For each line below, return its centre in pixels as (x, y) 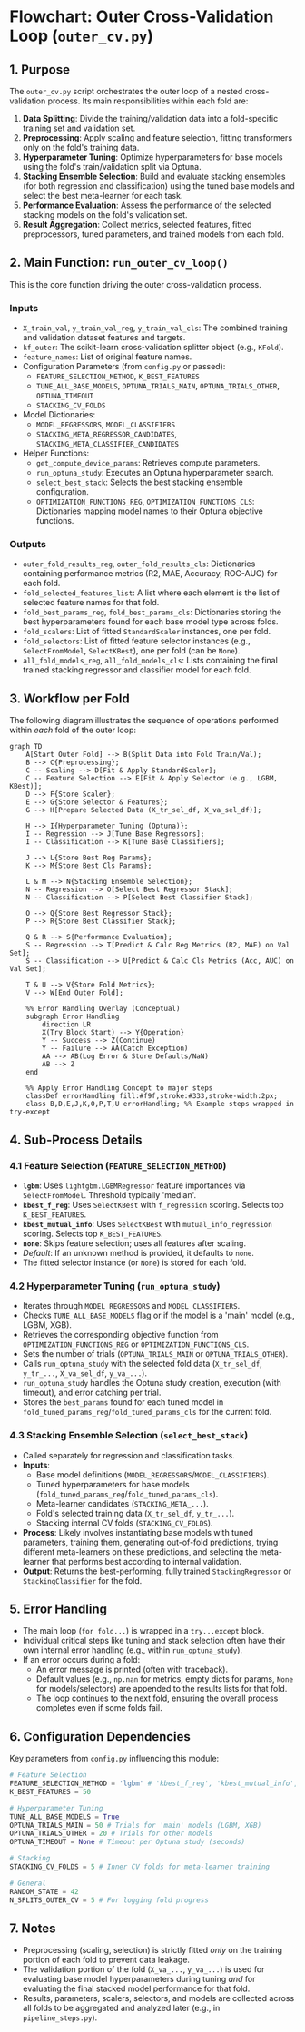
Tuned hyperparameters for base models (113, 1484)
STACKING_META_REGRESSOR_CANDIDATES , (107, 434)
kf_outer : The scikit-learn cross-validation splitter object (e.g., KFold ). (153, 348)
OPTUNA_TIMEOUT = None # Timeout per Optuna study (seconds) (128, 1842)
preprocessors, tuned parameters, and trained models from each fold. (153, 234)
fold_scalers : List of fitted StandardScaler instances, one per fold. (147, 632)
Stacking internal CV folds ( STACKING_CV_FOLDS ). (124, 1523)
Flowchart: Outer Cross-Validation (142, 17)
